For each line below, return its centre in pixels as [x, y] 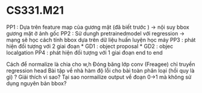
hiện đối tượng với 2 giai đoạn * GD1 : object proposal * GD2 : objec [90, 46]
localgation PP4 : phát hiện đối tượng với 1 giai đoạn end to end [84, 52]
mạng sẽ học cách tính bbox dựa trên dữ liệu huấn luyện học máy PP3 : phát [101, 40]
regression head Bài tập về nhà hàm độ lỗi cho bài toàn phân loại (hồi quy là [100, 70]
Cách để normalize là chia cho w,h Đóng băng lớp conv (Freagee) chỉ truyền [101, 64]
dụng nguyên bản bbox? [36, 83]
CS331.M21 [35, 10]
